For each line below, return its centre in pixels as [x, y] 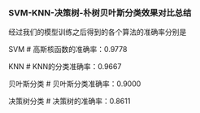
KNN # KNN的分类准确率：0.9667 [65, 67]
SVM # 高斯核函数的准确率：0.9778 [68, 50]
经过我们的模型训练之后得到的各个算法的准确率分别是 [98, 32]
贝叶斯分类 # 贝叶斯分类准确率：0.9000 [75, 84]
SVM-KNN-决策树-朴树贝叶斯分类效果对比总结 [100, 12]
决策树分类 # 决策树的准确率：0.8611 [70, 101]
